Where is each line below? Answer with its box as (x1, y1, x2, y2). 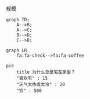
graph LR (6, 47, 27, 53)
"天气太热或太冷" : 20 (16, 81, 65, 87)
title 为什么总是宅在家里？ (16, 69, 75, 75)
